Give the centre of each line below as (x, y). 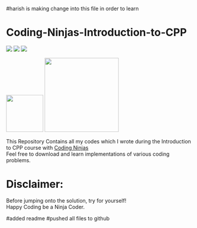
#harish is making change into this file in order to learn (72, 9)
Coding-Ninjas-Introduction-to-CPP (97, 33)
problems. (18, 160)
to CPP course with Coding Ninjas (47, 147)
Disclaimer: (35, 184)
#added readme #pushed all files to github (58, 218)
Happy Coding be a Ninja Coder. (45, 207)
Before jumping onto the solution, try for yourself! (66, 200)
